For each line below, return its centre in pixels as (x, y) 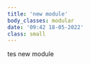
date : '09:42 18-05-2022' (45, 27)
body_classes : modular (41, 21)
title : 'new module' (38, 14)
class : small (27, 34)
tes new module (31, 54)
